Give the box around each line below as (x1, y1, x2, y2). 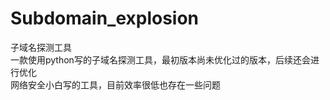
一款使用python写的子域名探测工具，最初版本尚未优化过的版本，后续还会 (10, 53, 311, 66)
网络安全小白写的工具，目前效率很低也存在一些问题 (10, 78, 221, 91)
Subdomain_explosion (10, 7, 200, 30)
